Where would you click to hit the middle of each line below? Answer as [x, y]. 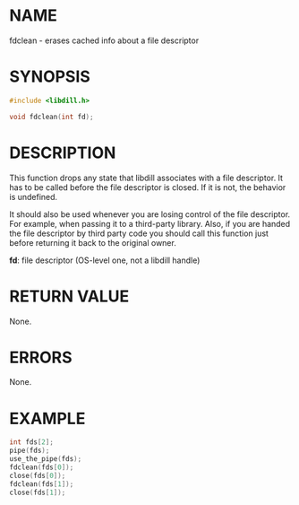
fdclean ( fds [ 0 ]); [42, 467]
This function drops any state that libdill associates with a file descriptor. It [146, 178]
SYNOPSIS [50, 77]
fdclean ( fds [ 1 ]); [42, 484]
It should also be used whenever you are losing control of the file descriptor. [150, 214]
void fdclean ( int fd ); [51, 117]
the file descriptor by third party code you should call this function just [139, 233]
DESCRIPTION [63, 152]
